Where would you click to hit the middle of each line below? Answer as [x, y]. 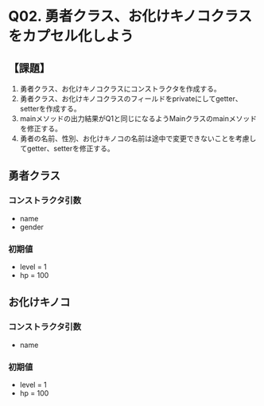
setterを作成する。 [50, 109]
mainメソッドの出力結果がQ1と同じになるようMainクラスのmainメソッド [138, 119]
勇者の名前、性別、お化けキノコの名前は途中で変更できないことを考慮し [138, 139]
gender [31, 227]
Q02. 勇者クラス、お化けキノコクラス [130, 16]
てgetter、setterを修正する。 [67, 148]
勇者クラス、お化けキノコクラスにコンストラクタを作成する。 [120, 89]
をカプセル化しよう [71, 36]
